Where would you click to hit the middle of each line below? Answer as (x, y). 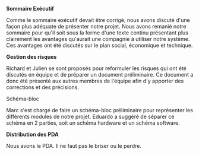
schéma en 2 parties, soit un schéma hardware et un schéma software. (93, 123)
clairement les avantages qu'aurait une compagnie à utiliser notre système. (98, 39)
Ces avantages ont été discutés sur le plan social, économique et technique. (99, 45)
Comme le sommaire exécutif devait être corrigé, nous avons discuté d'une (98, 20)
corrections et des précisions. (42, 87)
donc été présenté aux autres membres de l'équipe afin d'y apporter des (95, 81)
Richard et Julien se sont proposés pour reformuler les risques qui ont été (97, 68)
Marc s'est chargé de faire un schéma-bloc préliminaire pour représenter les (99, 110)
